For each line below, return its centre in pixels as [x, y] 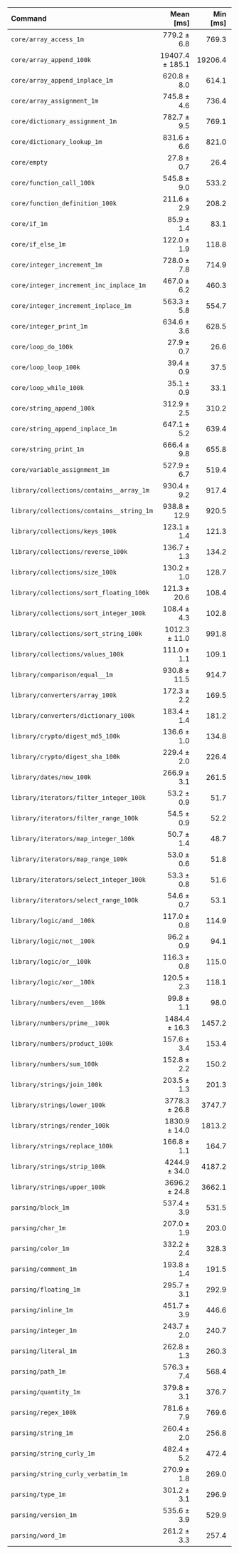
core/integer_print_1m [49, 326]
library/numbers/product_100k [62, 1044]
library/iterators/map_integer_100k [73, 839]
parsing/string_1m [42, 1433]
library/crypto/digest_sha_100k [66, 757]
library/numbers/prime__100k [60, 1023]
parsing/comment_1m [44, 1269]
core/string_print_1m [47, 449]
